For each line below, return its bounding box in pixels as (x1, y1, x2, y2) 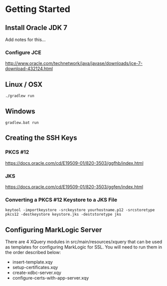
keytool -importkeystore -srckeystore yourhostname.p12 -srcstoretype (5, 208, 155, 213)
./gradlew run (5, 93, 35, 98)
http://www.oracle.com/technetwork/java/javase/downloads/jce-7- (5, 60, 143, 66)
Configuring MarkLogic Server (5, 226, 102, 234)
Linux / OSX (5, 80, 43, 88)
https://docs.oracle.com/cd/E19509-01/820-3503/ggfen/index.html (5, 184, 144, 190)
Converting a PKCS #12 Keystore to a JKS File (5, 196, 118, 203)
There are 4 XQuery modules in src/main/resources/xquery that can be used (5, 239, 163, 245)
